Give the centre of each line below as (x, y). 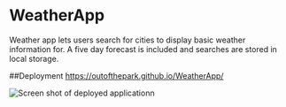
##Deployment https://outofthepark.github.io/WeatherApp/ (116, 75)
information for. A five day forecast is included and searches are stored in (143, 49)
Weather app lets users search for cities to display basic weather (128, 40)
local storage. (34, 58)
